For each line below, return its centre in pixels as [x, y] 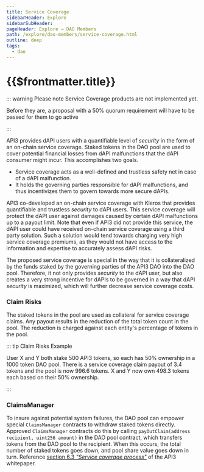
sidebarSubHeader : [30, 23]
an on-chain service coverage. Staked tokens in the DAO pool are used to [98, 147]
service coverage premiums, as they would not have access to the [90, 242]
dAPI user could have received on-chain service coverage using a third [95, 228]
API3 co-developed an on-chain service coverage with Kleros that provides [101, 203]
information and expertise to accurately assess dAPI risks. [79, 248]
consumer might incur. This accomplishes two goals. [72, 160]
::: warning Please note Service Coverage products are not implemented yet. [102, 99]
